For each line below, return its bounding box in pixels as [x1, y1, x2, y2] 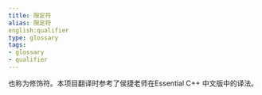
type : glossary [8, 33, 59, 42]
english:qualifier [8, 26, 69, 34]
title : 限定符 [8, 11, 52, 20]
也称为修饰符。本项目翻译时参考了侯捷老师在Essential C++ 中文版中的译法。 [8, 78, 259, 88]
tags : [8, 41, 26, 49]
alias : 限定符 [8, 19, 52, 27]
